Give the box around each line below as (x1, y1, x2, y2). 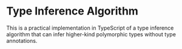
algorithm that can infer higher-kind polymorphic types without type (6, 30, 176, 38)
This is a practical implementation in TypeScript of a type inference (6, 24, 174, 31)
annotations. (6, 37, 38, 44)
